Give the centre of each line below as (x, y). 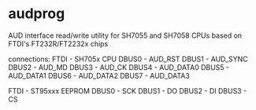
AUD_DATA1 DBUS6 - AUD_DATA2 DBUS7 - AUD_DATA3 (99, 75)
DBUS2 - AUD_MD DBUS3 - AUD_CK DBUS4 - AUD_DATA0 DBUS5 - (119, 67)
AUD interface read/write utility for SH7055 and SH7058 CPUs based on (125, 35)
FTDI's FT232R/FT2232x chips (58, 43)
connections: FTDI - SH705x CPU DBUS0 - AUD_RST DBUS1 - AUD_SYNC (128, 59)
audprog (37, 14)
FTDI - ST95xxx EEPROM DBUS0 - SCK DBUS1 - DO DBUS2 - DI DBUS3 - (128, 90)
